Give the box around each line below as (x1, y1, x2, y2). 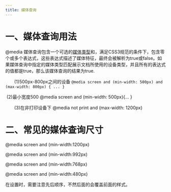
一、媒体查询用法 (5, 31, 77, 42)
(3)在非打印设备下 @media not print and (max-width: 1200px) (14, 105, 142, 111)
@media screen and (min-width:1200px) (5, 141, 90, 147)
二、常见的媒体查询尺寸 (5, 124, 104, 136)
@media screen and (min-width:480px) (5, 171, 88, 177)
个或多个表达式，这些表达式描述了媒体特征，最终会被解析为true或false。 (5, 55, 158, 61)
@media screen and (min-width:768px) (5, 161, 88, 167)
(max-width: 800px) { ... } (5, 84, 65, 89)
